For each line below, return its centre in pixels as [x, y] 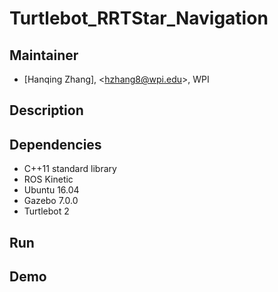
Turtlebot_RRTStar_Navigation [139, 18]
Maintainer [44, 55]
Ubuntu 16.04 [51, 190]
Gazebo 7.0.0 [51, 201]
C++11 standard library [70, 169]
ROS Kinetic [48, 179]
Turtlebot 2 [46, 211]
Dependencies [55, 144]
